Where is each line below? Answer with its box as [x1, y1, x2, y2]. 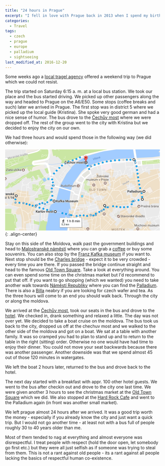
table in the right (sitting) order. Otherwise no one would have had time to [5, 339, 154, 345]
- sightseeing [9, 55, 38, 59]
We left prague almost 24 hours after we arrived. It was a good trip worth [5, 409, 153, 415]
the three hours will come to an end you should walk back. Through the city [5, 293, 158, 299]
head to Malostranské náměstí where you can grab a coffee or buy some [5, 246, 152, 251]
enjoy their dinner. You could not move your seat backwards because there [5, 344, 157, 350]
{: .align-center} [5, 231, 38, 237]
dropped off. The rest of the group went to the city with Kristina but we [5, 120, 148, 126]
